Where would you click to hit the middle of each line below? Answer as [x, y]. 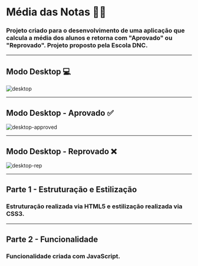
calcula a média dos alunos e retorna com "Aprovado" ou [89, 38]
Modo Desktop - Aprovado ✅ [60, 113]
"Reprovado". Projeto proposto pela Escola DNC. [77, 46]
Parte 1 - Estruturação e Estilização [72, 189]
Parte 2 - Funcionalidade [52, 239]
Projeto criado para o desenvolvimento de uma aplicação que [95, 31]
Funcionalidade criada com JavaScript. [63, 256]
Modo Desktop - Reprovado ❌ [61, 151]
